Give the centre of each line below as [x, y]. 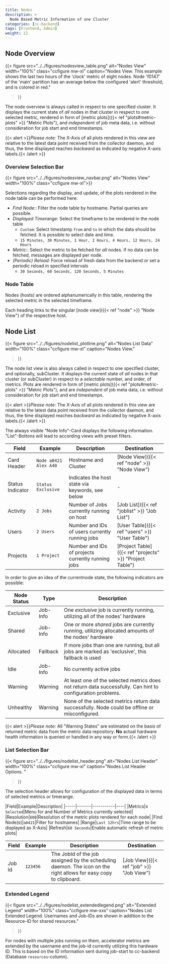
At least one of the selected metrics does [112, 681]
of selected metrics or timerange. [40, 796]
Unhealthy [20, 707]
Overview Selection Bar [35, 167]
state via [79, 484]
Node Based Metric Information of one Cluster [59, 19]
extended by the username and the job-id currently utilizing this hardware [81, 946]
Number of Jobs [88, 505]
